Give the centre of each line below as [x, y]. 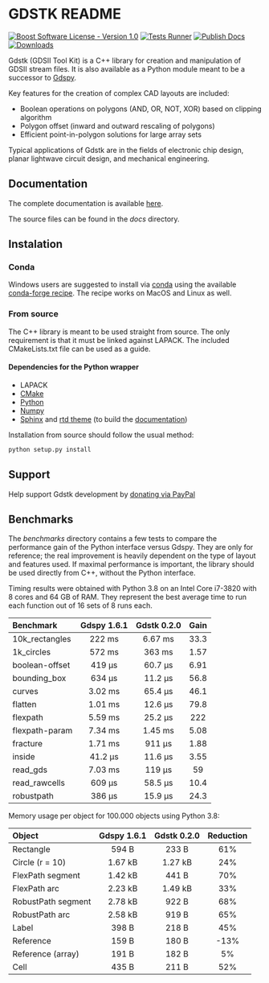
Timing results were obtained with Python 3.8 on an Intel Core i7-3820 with [132, 589]
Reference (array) [46, 954]
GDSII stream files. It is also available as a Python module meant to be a [127, 68]
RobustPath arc [41, 915]
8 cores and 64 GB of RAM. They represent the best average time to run [128, 597]
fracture [27, 744]
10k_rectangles [42, 639]
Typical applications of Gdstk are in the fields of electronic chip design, [126, 150]
